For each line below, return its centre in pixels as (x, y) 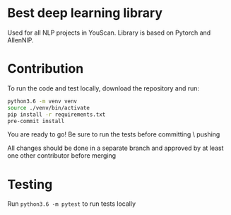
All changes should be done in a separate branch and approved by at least (115, 148)
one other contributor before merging (62, 156)
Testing (30, 184)
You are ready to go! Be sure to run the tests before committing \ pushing (114, 134)
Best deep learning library (85, 13)
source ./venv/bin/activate (49, 107)
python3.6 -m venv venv (42, 101)
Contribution (46, 69)
